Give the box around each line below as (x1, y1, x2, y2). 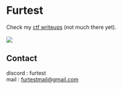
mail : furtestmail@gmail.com (6, 76, 79, 83)
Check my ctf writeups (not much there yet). (6, 23, 117, 31)
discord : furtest (6, 69, 47, 76)
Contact (6, 54, 37, 64)
